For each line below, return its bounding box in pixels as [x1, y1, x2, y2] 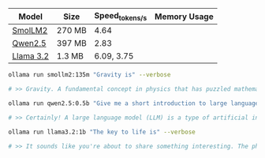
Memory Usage [155, 11, 215, 22]
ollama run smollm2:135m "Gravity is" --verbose [8, 71, 171, 79]
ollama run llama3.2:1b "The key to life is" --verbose [8, 128, 196, 136]
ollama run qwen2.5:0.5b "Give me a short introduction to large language [8, 99, 259, 107]
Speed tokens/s [94, 10, 147, 23]
